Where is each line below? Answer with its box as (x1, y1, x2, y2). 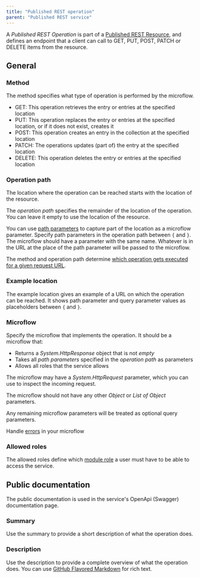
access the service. (6, 462, 55, 469)
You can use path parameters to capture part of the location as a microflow (6, 225, 191, 232)
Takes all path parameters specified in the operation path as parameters (14, 356, 193, 363)
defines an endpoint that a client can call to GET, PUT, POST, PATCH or (6, 37, 181, 44)
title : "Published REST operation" (6, 8, 95, 15)
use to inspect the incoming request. (6, 380, 97, 388)
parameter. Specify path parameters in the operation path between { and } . (6, 231, 191, 239)
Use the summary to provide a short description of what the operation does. (6, 530, 193, 537)
